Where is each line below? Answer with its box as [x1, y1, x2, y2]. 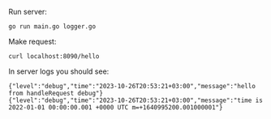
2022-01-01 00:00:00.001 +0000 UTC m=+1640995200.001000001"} [8, 104, 223, 112]
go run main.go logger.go [8, 23, 96, 31]
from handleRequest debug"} [8, 89, 104, 97]
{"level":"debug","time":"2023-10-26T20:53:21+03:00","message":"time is [8, 96, 264, 104]
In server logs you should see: [8, 66, 110, 76]
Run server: [8, 7, 47, 16]
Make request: [8, 36, 57, 46]
